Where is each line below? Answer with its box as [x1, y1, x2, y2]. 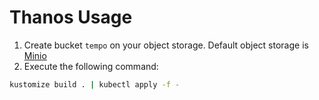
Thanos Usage [9, 6, 133, 29]
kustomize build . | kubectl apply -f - [9, 79, 181, 90]
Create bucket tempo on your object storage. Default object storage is [23, 39, 309, 51]
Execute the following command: [23, 60, 159, 72]
